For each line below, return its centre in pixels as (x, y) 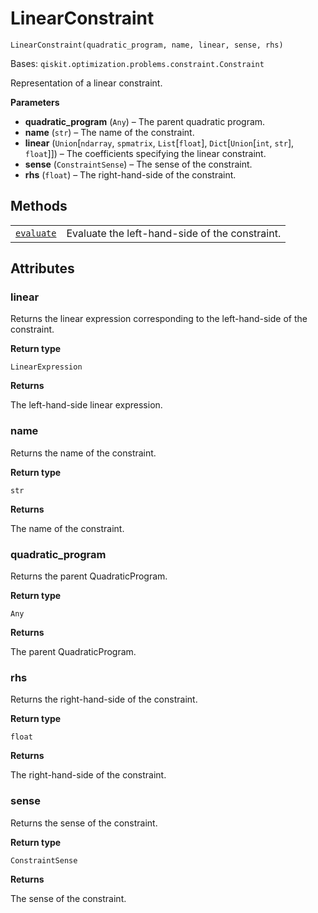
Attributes (42, 268)
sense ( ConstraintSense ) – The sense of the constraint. (138, 164)
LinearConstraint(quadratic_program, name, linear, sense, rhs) (147, 45)
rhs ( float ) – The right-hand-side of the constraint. (130, 174)
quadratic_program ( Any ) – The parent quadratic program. (145, 121)
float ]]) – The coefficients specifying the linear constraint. (145, 153)
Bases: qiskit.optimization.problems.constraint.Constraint (137, 63)
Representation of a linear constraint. (86, 83)
